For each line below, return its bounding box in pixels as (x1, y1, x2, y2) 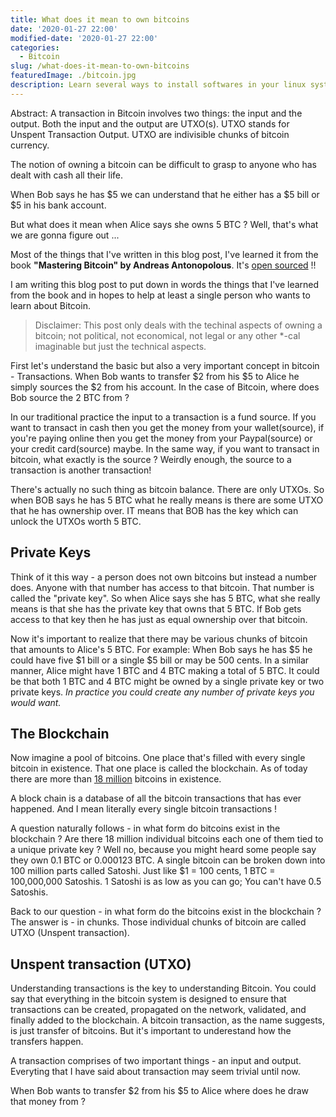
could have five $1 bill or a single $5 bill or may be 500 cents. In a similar (10, 654, 310, 666)
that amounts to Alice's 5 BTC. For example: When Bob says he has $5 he (10, 643, 313, 655)
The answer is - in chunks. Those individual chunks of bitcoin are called (10, 916, 307, 928)
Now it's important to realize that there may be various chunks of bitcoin (10, 632, 308, 645)
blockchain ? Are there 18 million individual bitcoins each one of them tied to (10, 833, 324, 845)
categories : (10, 42, 60, 53)
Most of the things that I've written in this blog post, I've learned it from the (10, 248, 319, 260)
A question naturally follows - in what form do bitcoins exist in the (10, 822, 281, 835)
